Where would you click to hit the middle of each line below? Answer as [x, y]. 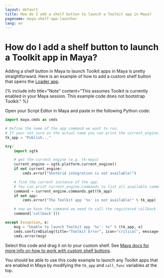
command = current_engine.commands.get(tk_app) [63, 191]
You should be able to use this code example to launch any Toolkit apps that [82, 260]
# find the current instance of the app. [56, 182]
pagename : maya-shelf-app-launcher [41, 19]
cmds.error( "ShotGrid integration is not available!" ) [80, 174]
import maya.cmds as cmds [31, 120]
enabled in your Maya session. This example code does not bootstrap [75, 96]
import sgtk [26, 151]
